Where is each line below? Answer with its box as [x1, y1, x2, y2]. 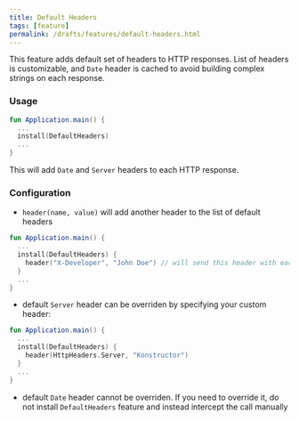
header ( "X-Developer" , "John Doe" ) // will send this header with [25, 258, 277, 267]
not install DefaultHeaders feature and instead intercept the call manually [21, 401, 288, 412]
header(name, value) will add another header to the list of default [21, 206, 261, 218]
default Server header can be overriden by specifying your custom [21, 299, 267, 310]
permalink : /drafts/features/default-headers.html [9, 29, 201, 38]
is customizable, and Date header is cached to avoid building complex [9, 63, 265, 74]
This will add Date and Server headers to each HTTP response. [9, 165, 239, 175]
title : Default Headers [9, 12, 98, 22]
